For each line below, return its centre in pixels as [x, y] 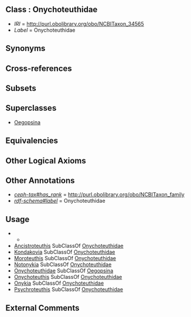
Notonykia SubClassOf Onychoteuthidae [63, 265]
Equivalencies [32, 141]
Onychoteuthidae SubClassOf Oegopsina [64, 271]
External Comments [42, 308]
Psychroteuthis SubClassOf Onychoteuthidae [69, 289]
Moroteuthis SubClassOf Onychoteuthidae [65, 258]
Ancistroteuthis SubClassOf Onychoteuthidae [69, 246]
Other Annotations [40, 180]
